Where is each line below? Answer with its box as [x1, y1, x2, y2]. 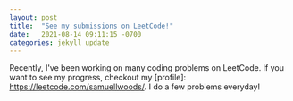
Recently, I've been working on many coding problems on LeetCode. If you [9, 63, 284, 73]
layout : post [9, 13, 58, 22]
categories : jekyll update [9, 38, 110, 47]
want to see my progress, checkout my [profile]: [9, 72, 187, 83]
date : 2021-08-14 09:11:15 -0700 [9, 29, 142, 38]
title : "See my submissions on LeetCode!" [9, 21, 174, 30]
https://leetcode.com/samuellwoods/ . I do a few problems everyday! [9, 81, 261, 92]
